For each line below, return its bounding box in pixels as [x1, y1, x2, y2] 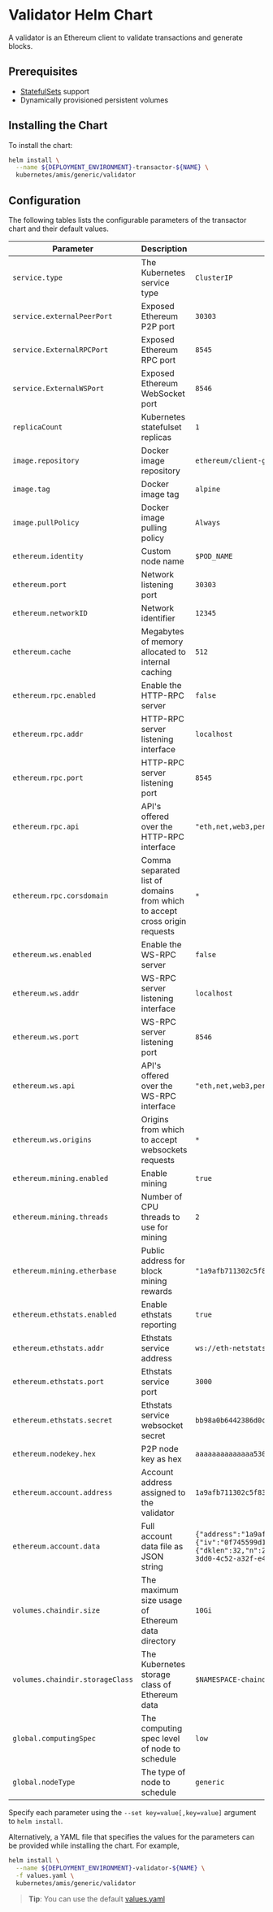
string [141, 1561, 164, 1572]
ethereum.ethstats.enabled [12, 1310, 117, 1319]
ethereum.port [12, 580, 67, 589]
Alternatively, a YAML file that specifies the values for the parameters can [8, 1832, 254, 1841]
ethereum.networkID [12, 608, 88, 617]
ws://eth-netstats [194, 1344, 266, 1352]
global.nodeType [12, 1778, 76, 1787]
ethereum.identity [12, 551, 84, 560]
